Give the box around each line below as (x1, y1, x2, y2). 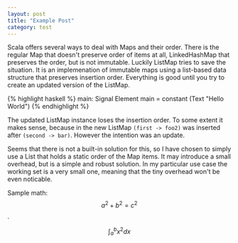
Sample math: (7, 189, 48, 198)
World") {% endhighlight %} (7, 102, 90, 111)
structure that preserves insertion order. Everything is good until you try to (7, 73, 225, 82)
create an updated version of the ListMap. (7, 81, 130, 90)
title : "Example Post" (7, 17, 75, 24)
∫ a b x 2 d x (107, 226, 131, 237)
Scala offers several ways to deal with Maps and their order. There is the (7, 43, 220, 52)
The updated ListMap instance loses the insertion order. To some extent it (7, 116, 224, 124)
